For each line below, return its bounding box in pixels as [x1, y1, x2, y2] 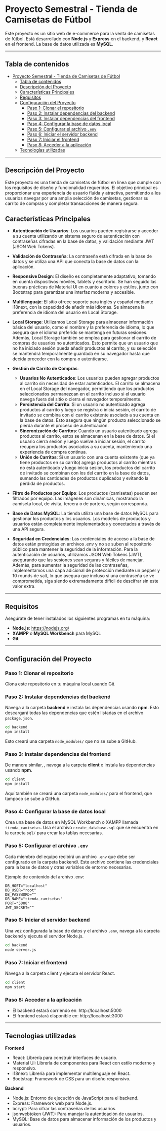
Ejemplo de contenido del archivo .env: [5, 873, 84, 879]
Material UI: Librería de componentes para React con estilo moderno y [12, 1060, 156, 1065]
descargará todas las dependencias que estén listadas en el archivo [5, 710, 144, 716]
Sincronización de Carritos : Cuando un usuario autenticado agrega [19, 428, 158, 434]
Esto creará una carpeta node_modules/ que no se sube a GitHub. [5, 738, 137, 744]
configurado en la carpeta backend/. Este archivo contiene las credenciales [5, 859, 159, 865]
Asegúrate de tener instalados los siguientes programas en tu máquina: [5, 615, 151, 621]
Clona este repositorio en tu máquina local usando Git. [5, 681, 116, 687]
